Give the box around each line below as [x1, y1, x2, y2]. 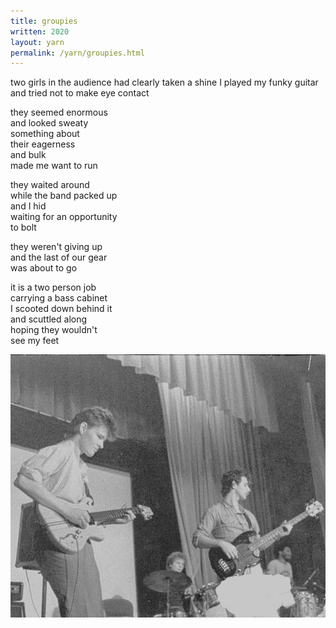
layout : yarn [10, 37, 65, 47]
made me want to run [10, 160, 98, 172]
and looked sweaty [10, 117, 89, 129]
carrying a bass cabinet [10, 292, 108, 304]
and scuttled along [10, 313, 88, 325]
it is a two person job [10, 281, 97, 294]
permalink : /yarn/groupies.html [10, 48, 145, 58]
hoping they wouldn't [10, 324, 98, 336]
